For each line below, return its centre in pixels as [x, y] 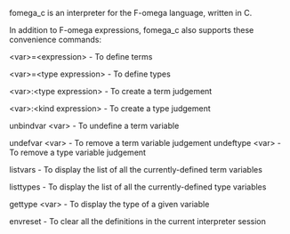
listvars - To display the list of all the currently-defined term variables [136, 169]
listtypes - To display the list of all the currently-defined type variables [138, 187]
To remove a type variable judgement [78, 152]
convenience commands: [56, 40]
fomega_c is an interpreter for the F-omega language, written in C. [131, 13]
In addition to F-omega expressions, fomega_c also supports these [132, 30]
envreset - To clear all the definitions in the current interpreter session [138, 221]
